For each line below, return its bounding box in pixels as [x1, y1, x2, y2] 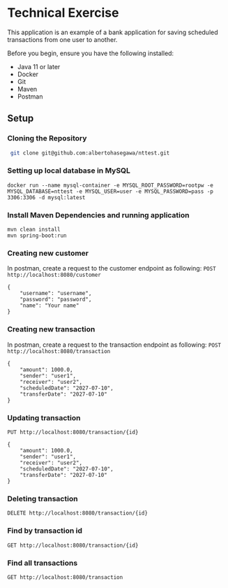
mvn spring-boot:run [7, 232, 68, 239]
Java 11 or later [17, 62, 61, 71]
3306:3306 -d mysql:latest [7, 194, 86, 201]
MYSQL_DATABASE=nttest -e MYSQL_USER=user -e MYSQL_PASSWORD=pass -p [7, 187, 214, 195]
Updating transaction [7, 413, 81, 422]
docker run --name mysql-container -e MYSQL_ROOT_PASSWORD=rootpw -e [7, 182, 214, 189]
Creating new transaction [7, 324, 96, 334]
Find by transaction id [7, 526, 82, 536]
